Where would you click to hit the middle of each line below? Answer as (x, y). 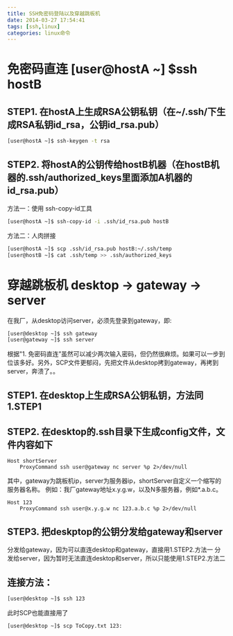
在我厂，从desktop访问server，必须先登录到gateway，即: (89, 320)
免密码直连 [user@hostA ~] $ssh (102, 69)
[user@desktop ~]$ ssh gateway (52, 333)
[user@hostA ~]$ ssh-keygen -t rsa (59, 141)
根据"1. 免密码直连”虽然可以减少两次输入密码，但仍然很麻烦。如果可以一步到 (116, 354)
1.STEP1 (25, 406)
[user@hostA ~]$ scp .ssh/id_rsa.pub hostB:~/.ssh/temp (89, 249)
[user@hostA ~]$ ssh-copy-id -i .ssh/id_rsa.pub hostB (88, 221)
